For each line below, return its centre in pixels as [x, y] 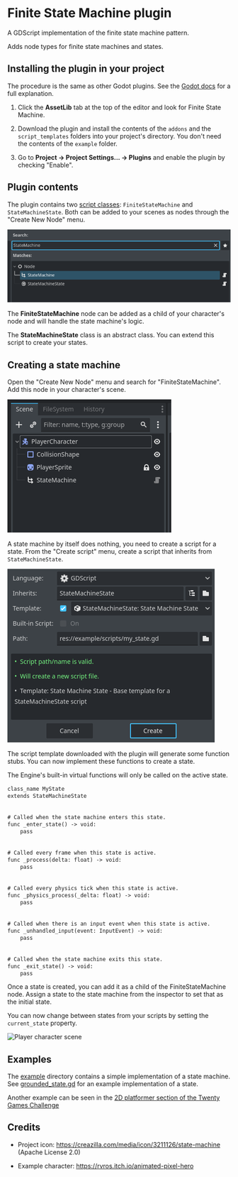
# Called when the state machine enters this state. [87, 818]
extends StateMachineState [47, 796]
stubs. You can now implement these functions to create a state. [101, 762]
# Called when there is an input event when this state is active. [109, 924]
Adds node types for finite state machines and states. [85, 46]
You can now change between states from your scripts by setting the [108, 1016]
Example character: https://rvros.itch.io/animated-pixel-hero [106, 1166]
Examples [29, 1059]
